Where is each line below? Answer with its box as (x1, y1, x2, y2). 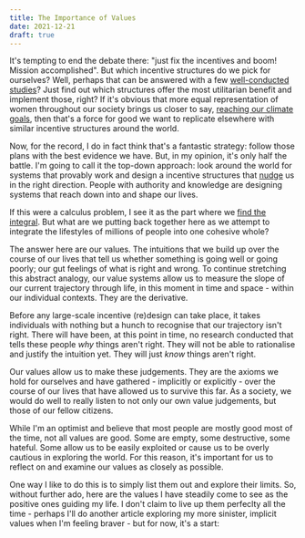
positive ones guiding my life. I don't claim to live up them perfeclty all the (9, 499, 286, 510)
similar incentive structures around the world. (9, 123, 179, 134)
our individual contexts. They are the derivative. (9, 293, 188, 304)
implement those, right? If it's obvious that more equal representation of (9, 94, 280, 105)
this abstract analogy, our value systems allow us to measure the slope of (9, 273, 285, 284)
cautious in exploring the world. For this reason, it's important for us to (9, 452, 274, 463)
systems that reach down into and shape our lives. (9, 189, 198, 201)
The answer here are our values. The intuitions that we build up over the (9, 243, 280, 255)
